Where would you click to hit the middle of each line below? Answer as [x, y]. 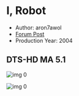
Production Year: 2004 [44, 40]
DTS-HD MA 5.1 [36, 60]
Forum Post [30, 34]
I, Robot [26, 11]
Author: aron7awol [38, 28]
